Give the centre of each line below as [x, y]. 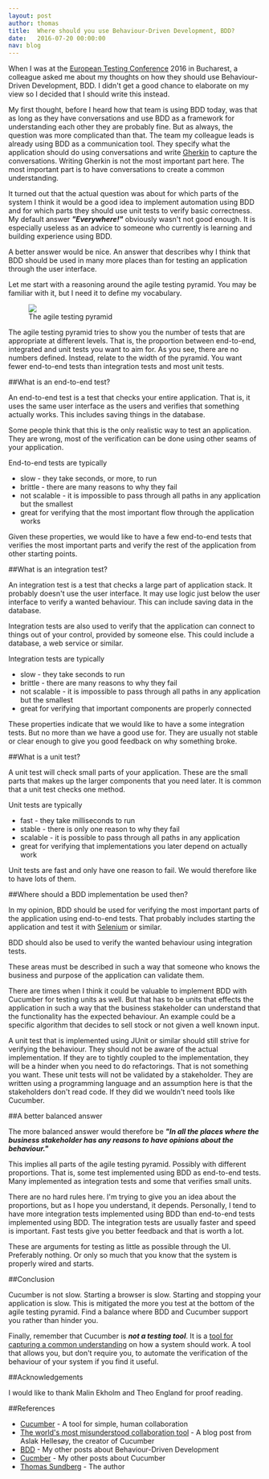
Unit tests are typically [45, 805]
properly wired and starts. [51, 1264]
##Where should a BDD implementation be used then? [98, 895]
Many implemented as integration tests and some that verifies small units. [130, 1182]
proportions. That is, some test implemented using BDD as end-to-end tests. [135, 1173]
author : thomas [34, 23]
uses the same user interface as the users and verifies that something [124, 406]
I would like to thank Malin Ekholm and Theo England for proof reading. [126, 1393]
